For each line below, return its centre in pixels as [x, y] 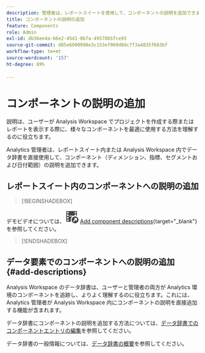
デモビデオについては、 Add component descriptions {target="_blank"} [102, 221]
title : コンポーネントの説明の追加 [45, 19]
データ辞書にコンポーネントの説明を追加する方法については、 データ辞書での [103, 323]
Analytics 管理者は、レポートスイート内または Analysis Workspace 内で [97, 150]
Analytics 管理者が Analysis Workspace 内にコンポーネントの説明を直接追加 [102, 302]
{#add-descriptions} [47, 272]
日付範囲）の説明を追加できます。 [59, 165]
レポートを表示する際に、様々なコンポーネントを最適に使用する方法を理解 [100, 129]
